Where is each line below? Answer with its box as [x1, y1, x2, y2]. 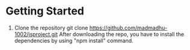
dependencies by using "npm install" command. [14, 37, 133, 44]
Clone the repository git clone [14, 24, 88, 31]
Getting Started [5, 4, 85, 18]
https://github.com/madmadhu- [89, 24, 168, 31]
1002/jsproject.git [14, 30, 58, 37]
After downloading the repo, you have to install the [59, 30, 185, 37]
